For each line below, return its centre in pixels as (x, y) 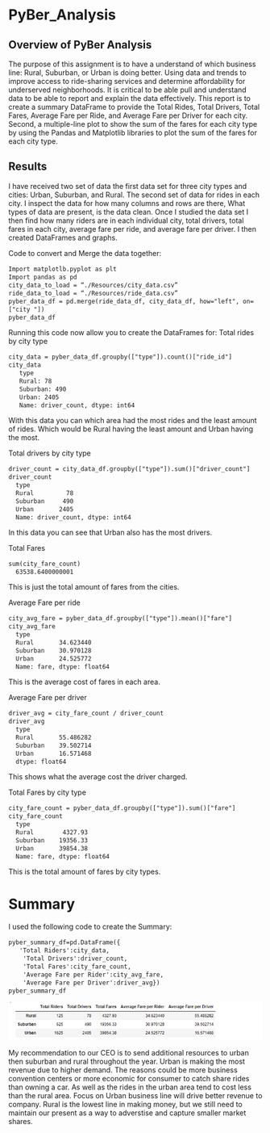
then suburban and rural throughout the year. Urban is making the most (127, 1062)
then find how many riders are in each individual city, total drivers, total (126, 220)
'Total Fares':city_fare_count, (77, 967)
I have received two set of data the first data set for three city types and (128, 186)
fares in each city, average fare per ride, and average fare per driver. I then (132, 229)
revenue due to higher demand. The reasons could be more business (123, 1070)
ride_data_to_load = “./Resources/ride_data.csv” (93, 293)
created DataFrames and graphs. (63, 237)
